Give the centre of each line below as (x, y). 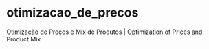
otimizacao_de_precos (73, 13)
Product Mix (24, 39)
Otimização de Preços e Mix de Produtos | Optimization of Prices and (104, 32)
